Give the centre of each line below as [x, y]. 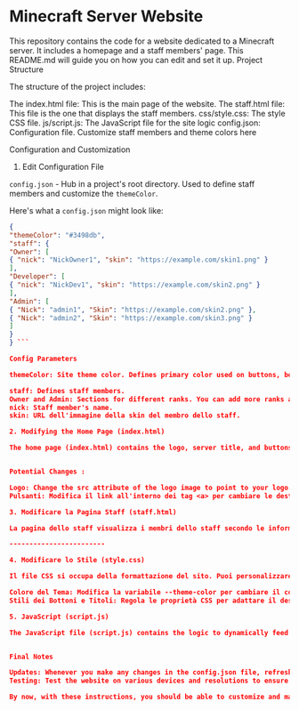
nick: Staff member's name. [61, 407]
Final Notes [31, 657]
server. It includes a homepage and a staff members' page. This [126, 50]
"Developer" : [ [37, 277]
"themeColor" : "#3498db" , [57, 235]
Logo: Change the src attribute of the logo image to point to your [139, 488]
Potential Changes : [48, 472]
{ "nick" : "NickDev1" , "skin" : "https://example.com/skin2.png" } [135, 285]
